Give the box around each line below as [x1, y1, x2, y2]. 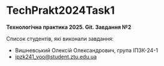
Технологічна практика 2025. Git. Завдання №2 [6, 23, 132, 31]
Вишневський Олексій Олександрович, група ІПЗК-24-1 [14, 46, 158, 54]
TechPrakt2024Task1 [6, 4, 115, 17]
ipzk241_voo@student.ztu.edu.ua [14, 53, 97, 60]
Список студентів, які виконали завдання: [6, 35, 114, 42]
